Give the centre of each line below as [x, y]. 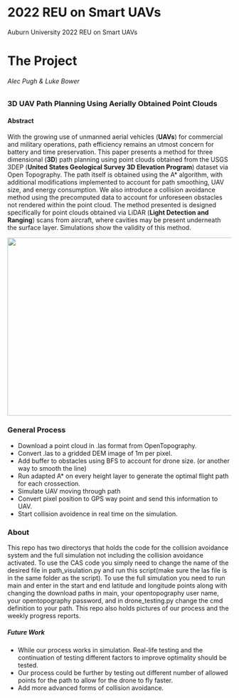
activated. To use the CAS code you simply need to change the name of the [118, 563]
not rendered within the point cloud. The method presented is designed [112, 204]
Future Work [26, 632]
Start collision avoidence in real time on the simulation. [97, 514]
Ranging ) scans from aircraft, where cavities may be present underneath [114, 220]
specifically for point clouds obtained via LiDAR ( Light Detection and [108, 212]
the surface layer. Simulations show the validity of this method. [99, 227]
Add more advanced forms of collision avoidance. [91, 688]
